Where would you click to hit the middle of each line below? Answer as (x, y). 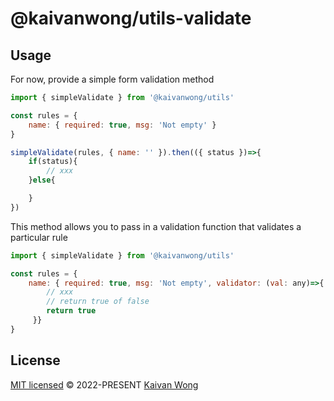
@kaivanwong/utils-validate (131, 18)
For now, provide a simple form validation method (112, 79)
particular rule (39, 237)
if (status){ (53, 162)
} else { (42, 180)
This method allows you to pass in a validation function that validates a (156, 226)
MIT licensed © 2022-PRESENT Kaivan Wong (104, 384)
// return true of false (98, 302)
